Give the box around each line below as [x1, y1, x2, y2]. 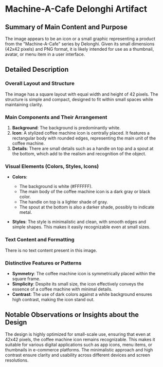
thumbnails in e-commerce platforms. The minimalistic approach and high [5, 347, 153, 352]
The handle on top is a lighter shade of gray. [19, 199, 108, 205]
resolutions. [5, 357, 29, 363]
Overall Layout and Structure [5, 80, 74, 87]
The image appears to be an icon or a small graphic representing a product [5, 36, 156, 41]
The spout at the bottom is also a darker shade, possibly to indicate [19, 204, 155, 210]
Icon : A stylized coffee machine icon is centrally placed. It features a [12, 130, 150, 136]
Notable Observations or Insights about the [5, 311, 139, 319]
